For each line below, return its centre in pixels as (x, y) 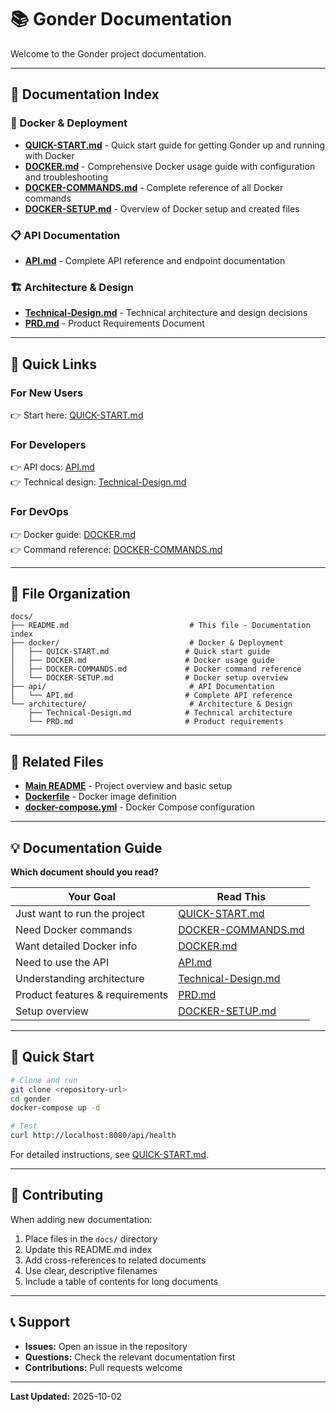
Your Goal (92, 896)
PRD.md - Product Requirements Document (114, 323)
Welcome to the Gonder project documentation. (108, 53)
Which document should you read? (85, 872)
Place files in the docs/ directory (91, 1238)
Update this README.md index (88, 1249)
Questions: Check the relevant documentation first (130, 1357)
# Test (24, 1126)
